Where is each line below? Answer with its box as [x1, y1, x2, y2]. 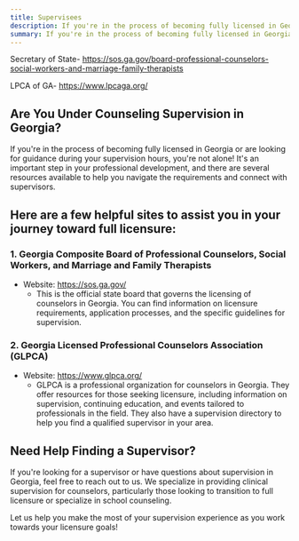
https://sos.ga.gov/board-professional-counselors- [82, 54, 270, 65]
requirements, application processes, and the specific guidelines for [35, 307, 286, 318]
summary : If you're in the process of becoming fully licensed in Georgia [10, 29, 293, 38]
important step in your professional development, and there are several [10, 163, 270, 173]
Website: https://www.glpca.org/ [22, 370, 143, 381]
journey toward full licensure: [10, 221, 177, 236]
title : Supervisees [10, 12, 83, 22]
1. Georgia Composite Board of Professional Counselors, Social [10, 248, 287, 260]
